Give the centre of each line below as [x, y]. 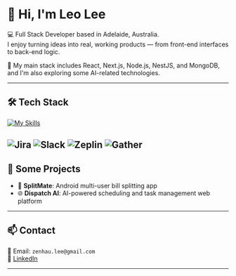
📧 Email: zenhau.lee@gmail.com [51, 251]
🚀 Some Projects [44, 169]
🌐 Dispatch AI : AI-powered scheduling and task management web [114, 193]
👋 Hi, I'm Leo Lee [57, 14]
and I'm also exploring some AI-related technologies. [84, 72]
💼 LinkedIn [22, 258]
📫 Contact [32, 231]
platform [29, 201]
